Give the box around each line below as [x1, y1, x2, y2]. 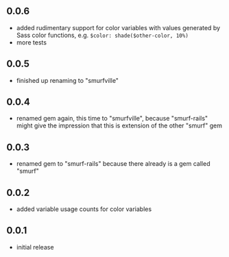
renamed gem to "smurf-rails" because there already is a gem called [16, 160, 210, 168]
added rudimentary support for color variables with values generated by [16, 23, 221, 32]
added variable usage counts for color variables [16, 205, 152, 213]
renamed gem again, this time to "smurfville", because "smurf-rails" [16, 114, 208, 123]
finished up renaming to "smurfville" [16, 76, 119, 84]
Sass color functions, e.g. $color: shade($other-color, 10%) [16, 31, 189, 39]
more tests [16, 38, 47, 47]
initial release [16, 243, 54, 251]
